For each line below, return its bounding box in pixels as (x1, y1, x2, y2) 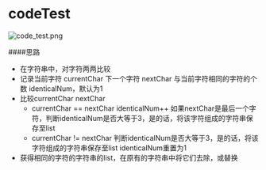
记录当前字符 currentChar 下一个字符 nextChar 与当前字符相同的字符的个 (19, 74, 258, 83)
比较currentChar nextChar (19, 93, 106, 103)
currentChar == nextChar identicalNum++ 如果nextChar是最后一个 (31, 104, 250, 113)
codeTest (8, 5, 71, 23)
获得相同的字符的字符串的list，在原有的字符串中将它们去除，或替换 (19, 153, 238, 162)
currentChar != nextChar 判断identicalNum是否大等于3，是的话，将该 (31, 133, 259, 142)
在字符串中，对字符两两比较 (19, 64, 111, 74)
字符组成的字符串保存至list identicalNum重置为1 (31, 143, 187, 153)
